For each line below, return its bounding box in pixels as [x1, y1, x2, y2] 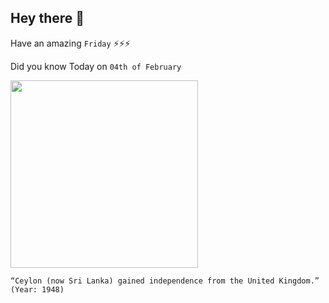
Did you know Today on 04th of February [10, 60, 182, 72]
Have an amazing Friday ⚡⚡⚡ [10, 37, 131, 49]
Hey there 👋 [10, 10, 85, 27]
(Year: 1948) [10, 284, 65, 295]
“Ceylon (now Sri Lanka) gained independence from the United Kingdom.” [10, 276, 320, 286]
